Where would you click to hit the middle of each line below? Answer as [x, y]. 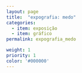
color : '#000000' [28, 61]
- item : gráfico [32, 34]
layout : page [22, 12]
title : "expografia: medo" [41, 17]
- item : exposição [35, 28]
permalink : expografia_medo [41, 39]
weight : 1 [19, 50]
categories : [21, 23]
